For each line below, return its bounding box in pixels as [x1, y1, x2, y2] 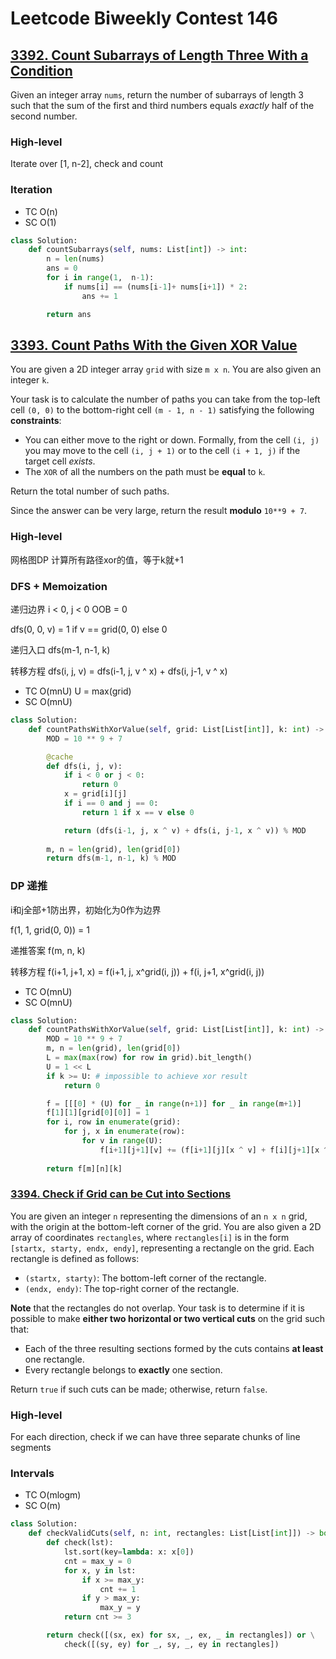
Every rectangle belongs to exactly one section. [24, 1363, 223, 1376]
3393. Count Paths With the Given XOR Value [10, 337, 298, 354]
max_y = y [99, 1603, 141, 1613]
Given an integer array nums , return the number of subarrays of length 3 [10, 89, 304, 101]
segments [10, 1442, 52, 1454]
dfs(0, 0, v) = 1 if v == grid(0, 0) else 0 [10, 623, 168, 635]
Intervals [10, 1467, 55, 1481]
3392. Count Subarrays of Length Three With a [10, 47, 309, 64]
